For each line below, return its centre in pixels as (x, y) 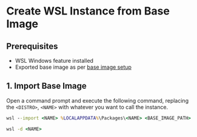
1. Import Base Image (46, 86)
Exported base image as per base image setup (73, 67)
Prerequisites (32, 46)
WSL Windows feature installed (54, 61)
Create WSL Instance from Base (88, 11)
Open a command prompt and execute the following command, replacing (98, 100)
